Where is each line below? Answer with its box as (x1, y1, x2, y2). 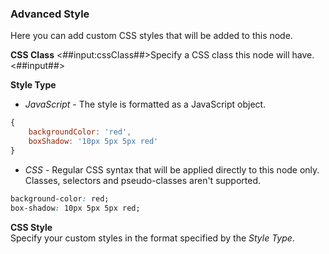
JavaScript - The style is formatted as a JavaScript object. (24, 98, 267, 111)
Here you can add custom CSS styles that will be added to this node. (10, 30, 293, 42)
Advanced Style (10, 7, 90, 21)
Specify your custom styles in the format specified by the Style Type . (10, 232, 295, 244)
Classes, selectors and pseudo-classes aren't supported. (24, 174, 262, 186)
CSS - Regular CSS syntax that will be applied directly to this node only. (24, 163, 320, 176)
